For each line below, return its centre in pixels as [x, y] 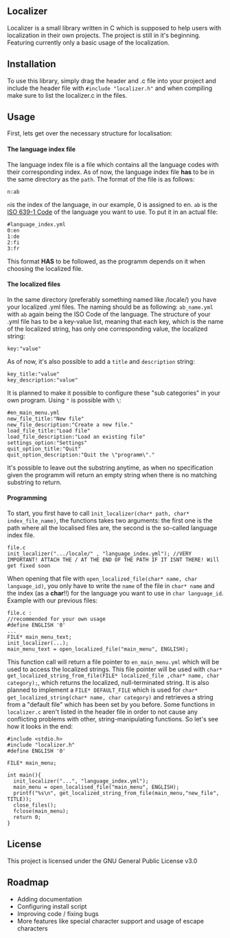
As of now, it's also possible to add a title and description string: [101, 361]
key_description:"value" [43, 380]
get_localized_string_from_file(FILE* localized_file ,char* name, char [113, 676]
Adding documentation [49, 899]
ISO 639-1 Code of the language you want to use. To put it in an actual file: [113, 212]
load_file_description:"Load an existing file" [77, 437]
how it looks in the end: [40, 727]
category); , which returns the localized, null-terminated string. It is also [108, 683]
